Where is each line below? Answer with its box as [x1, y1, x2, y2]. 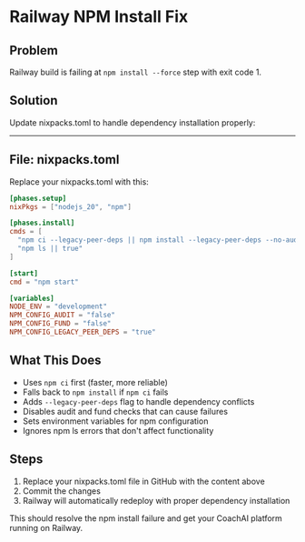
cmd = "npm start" [9, 277, 79, 286]
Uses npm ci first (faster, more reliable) [22, 376, 168, 387]
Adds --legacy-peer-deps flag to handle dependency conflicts [22, 396, 255, 406]
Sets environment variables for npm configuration [22, 416, 209, 427]
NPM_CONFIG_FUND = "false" [9, 319, 112, 328]
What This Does [9, 353, 102, 368]
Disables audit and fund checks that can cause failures [22, 406, 229, 417]
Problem [9, 43, 59, 58]
